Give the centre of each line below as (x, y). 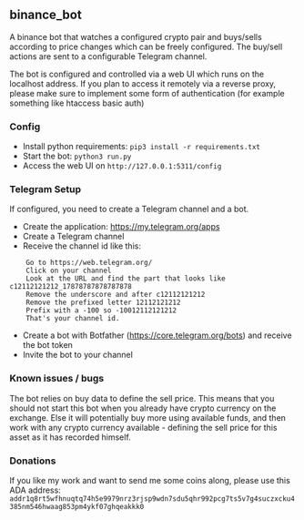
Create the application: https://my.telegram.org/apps (121, 227)
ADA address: (35, 490)
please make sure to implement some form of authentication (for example (147, 93)
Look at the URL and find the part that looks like (126, 279)
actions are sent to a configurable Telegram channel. (108, 56)
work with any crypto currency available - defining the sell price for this (143, 427)
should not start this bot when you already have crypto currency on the (143, 408)
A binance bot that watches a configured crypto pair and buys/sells (136, 36)
